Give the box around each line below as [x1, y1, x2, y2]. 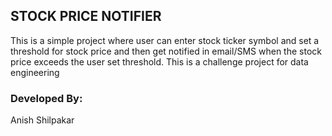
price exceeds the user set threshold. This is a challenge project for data [10, 55, 309, 68]
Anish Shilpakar [10, 114, 75, 126]
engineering [10, 66, 60, 78]
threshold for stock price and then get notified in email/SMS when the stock [10, 45, 322, 57]
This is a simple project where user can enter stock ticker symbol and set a [10, 34, 320, 46]
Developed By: [10, 91, 83, 105]
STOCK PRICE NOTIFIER [10, 8, 162, 25]
